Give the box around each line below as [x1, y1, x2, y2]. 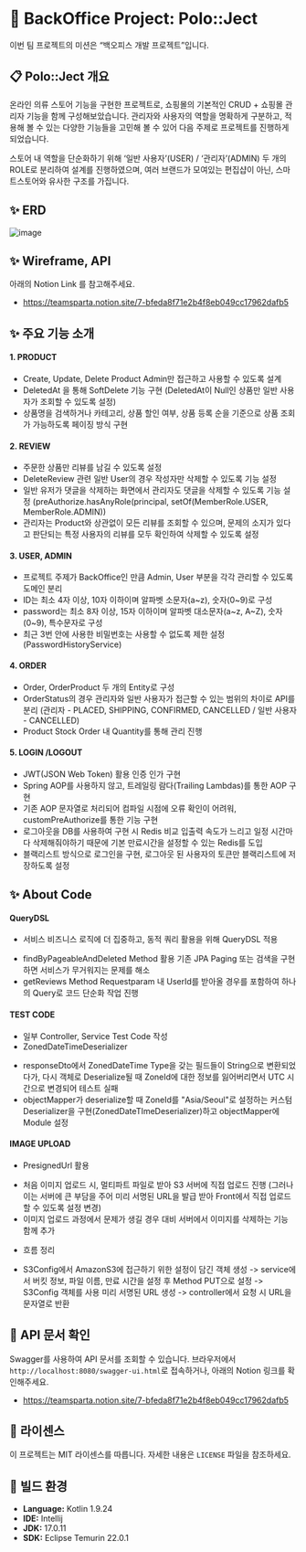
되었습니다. [9, 133, 49, 144]
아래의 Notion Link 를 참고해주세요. [9, 279, 135, 290]
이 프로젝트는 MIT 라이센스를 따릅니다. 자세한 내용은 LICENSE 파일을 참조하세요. [9, 1449, 291, 1461]
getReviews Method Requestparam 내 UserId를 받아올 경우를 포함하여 [22, 976, 280, 987]
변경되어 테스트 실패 [47, 1082, 119, 1093]
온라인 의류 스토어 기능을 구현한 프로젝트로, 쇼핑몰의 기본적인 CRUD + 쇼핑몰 [9, 99, 283, 110]
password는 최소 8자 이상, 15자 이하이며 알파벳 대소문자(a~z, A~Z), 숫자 [22, 606, 283, 617]
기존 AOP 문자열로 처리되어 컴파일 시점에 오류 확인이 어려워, [22, 803, 237, 813]
